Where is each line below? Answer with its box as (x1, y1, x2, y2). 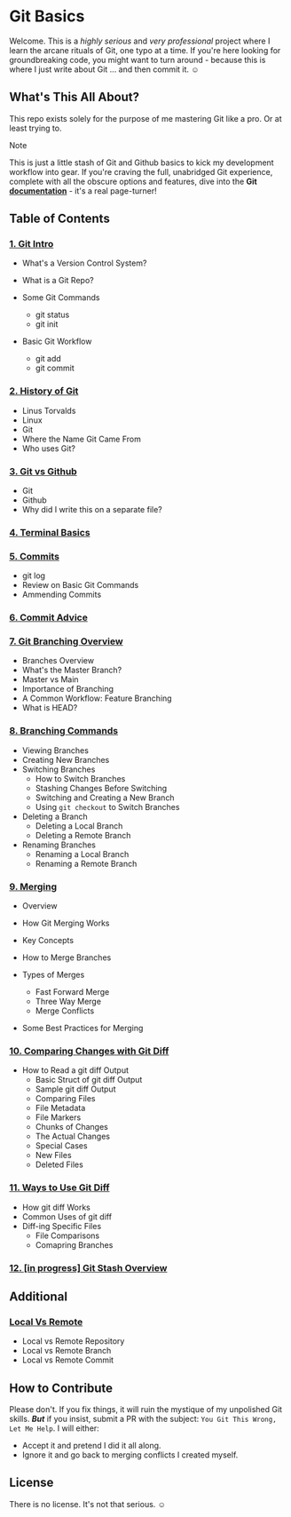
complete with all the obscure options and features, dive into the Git (9, 176, 257, 187)
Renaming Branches (21, 839, 96, 850)
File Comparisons (35, 1230, 100, 1241)
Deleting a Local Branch (35, 820, 123, 831)
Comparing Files (35, 1093, 96, 1104)
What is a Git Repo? (21, 275, 95, 286)
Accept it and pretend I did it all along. (21, 1441, 161, 1451)
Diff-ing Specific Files (21, 1220, 102, 1231)
